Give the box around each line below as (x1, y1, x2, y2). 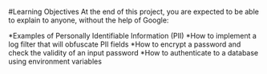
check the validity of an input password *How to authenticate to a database (8, 48, 259, 57)
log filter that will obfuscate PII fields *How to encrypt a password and (8, 39, 241, 49)
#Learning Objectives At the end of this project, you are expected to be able (8, 7, 259, 16)
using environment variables (8, 56, 103, 66)
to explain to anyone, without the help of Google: (8, 15, 169, 25)
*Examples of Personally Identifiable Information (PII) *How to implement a (8, 31, 257, 40)
